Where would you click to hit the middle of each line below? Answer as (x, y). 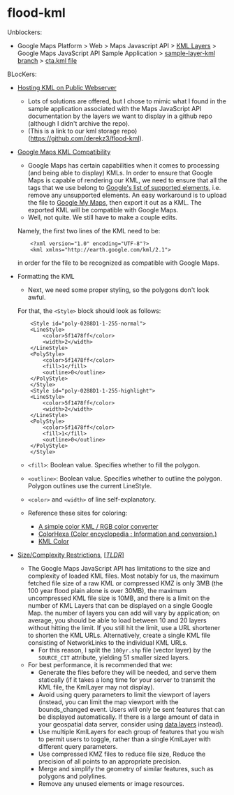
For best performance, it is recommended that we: (100, 664)
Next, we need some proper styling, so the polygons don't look (118, 290)
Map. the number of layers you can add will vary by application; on (124, 613)
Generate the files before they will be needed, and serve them (127, 672)
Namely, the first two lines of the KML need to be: (89, 231)
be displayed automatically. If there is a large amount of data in (129, 717)
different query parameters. (78, 746)
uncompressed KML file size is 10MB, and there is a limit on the (119, 598)
